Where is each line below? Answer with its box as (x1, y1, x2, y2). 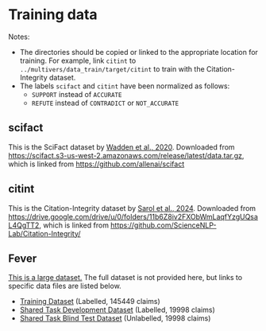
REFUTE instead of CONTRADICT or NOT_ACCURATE (31, 98, 179, 107)
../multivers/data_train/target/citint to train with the (19, 64, 205, 73)
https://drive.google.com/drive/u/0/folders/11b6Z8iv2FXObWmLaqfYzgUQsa (8, 212, 258, 221)
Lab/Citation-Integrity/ (8, 228, 81, 238)
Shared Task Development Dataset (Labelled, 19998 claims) (19, 305, 216, 315)
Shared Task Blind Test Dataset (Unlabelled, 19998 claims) (19, 313, 211, 323)
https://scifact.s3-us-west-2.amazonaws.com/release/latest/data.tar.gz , (8, 150, 245, 160)
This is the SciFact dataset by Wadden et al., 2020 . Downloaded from (8, 142, 236, 152)
